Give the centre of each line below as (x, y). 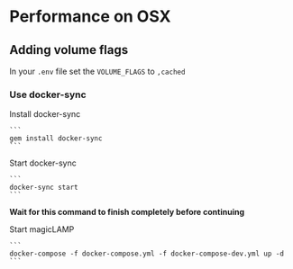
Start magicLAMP (42, 229)
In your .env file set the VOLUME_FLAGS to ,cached (97, 71)
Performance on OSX (90, 17)
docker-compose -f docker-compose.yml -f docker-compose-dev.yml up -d (146, 254)
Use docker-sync (48, 94)
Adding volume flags (69, 50)
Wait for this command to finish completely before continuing (127, 212)
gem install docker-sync (56, 139)
